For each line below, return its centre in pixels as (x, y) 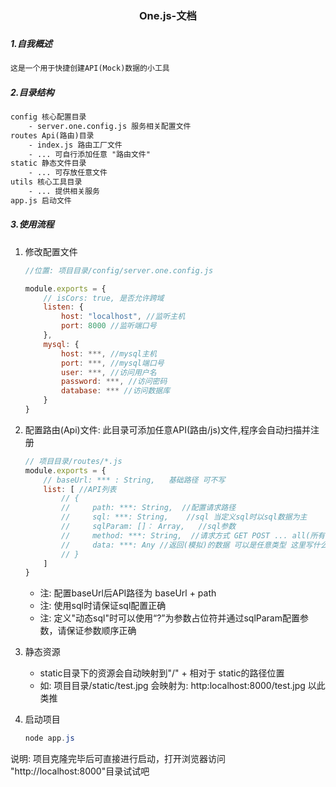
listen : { (63, 307)
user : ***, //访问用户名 (109, 372)
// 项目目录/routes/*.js (73, 461)
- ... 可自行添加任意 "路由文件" (89, 154)
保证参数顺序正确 (101, 631)
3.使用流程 (32, 224)
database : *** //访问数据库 (116, 391)
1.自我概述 (31, 43)
